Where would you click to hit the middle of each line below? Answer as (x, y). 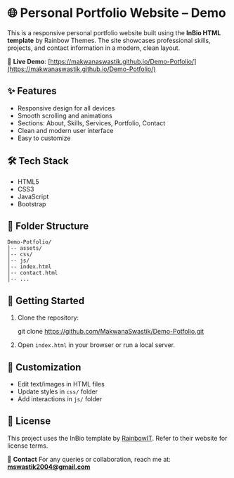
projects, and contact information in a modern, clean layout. (94, 48)
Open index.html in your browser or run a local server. (96, 345)
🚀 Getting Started (46, 301)
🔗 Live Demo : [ (29, 61)
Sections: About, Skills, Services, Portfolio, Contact (91, 123)
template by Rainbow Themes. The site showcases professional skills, (109, 40)
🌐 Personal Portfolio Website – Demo (117, 13)
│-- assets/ (25, 249)
